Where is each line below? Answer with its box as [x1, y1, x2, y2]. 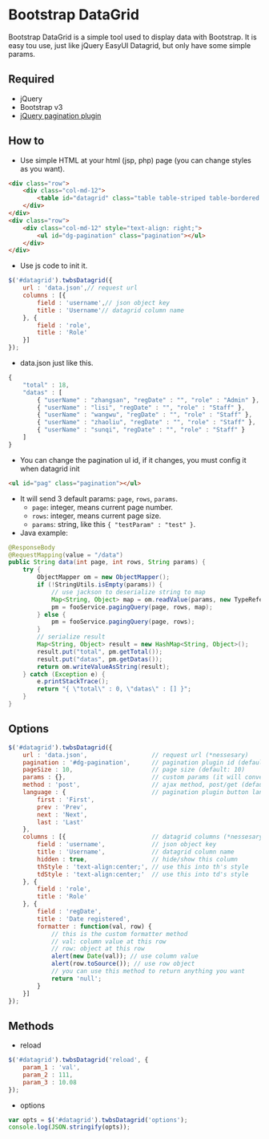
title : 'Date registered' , [37, 914, 130, 923]
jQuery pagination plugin [19, 111, 102, 120]
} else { [37, 610, 66, 618]
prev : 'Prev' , [37, 803, 88, 811]
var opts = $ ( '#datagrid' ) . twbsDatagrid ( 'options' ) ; [8, 1116, 188, 1124]
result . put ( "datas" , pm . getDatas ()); [37, 655, 163, 663]
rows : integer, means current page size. [31, 511, 162, 521]
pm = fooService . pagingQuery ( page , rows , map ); [50, 603, 214, 611]
